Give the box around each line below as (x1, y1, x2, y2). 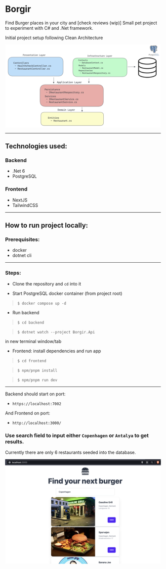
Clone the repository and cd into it (12, 281, 82, 286)
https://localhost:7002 (12, 401, 62, 406)
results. (5, 438, 24, 445)
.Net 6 (12, 168, 25, 174)
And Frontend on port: (5, 410, 50, 416)
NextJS (12, 197, 28, 203)
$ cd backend (17, 320, 44, 325)
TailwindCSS (12, 202, 39, 208)
